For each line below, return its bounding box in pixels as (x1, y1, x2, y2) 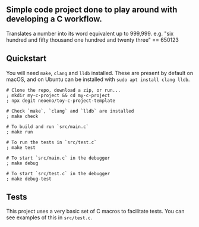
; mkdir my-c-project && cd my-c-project (6, 92, 110, 98)
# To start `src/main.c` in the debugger (6, 155, 110, 161)
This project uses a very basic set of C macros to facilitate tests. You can (6, 208, 185, 215)
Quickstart (6, 54, 47, 64)
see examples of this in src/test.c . (6, 214, 93, 221)
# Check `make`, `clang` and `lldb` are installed (6, 108, 134, 114)
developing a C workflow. (6, 14, 103, 24)
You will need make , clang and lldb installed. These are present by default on (6, 69, 194, 76)
